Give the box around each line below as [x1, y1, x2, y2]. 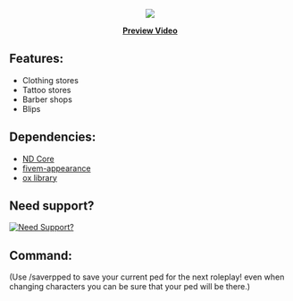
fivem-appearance [21, 162, 91, 174]
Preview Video [121, 25, 179, 36]
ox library [21, 172, 58, 183]
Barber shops [21, 94, 73, 105]
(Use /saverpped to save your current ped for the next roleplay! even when [9, 271, 285, 282]
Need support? [9, 198, 95, 214]
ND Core [21, 153, 55, 164]
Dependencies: [9, 130, 96, 145]
